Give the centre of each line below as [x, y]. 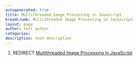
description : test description [38, 39]
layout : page [19, 24]
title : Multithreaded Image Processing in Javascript [64, 15]
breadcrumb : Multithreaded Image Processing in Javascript [69, 19]
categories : [18, 34]
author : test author [27, 29]
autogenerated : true [27, 10]
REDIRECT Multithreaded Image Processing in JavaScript [73, 53]
